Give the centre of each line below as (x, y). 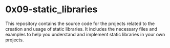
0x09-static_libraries (51, 9)
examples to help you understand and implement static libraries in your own (85, 34)
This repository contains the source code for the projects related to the (80, 23)
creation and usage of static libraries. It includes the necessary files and (81, 29)
